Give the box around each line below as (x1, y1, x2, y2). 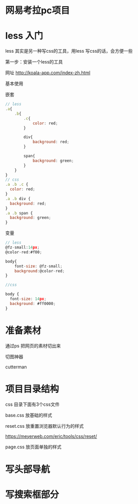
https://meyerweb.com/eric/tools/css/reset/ (5, 433, 97, 439)
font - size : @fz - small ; (14, 264, 63, 269)
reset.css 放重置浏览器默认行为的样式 (5, 423, 84, 429)
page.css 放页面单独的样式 (5, 444, 62, 450)
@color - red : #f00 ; (5, 249, 42, 255)
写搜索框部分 (5, 489, 60, 500)
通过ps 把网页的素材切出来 (5, 342, 61, 348)
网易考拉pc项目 (5, 5, 70, 16)
